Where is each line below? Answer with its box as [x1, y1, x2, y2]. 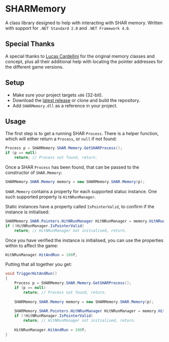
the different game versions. [5, 64, 64, 70]
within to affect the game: [5, 243, 58, 249]
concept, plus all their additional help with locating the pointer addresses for [5, 59, 163, 65]
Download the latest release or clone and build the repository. [12, 97, 141, 103]
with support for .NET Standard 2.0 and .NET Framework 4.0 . [5, 25, 130, 31]
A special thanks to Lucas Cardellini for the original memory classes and [5, 53, 155, 59]
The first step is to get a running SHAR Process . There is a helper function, [5, 131, 159, 137]
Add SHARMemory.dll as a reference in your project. [12, 102, 118, 108]
